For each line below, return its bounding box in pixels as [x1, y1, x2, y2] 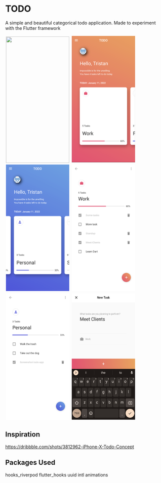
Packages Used [5, 458, 56, 467]
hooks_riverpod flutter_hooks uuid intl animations [5, 471, 108, 478]
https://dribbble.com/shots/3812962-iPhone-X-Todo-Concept [5, 444, 134, 450]
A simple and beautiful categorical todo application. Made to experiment [5, 20, 156, 26]
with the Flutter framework [5, 25, 61, 31]
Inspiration [5, 430, 41, 439]
